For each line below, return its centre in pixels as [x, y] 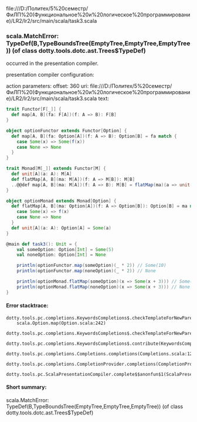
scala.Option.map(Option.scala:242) [62, 323]
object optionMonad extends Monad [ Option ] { [61, 201]
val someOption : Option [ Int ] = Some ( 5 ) [65, 249]
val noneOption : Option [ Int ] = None [62, 255]
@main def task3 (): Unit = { [42, 244]
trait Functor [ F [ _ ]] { [34, 109]
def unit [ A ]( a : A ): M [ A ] [42, 174]
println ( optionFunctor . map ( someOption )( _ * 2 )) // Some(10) [91, 266]
